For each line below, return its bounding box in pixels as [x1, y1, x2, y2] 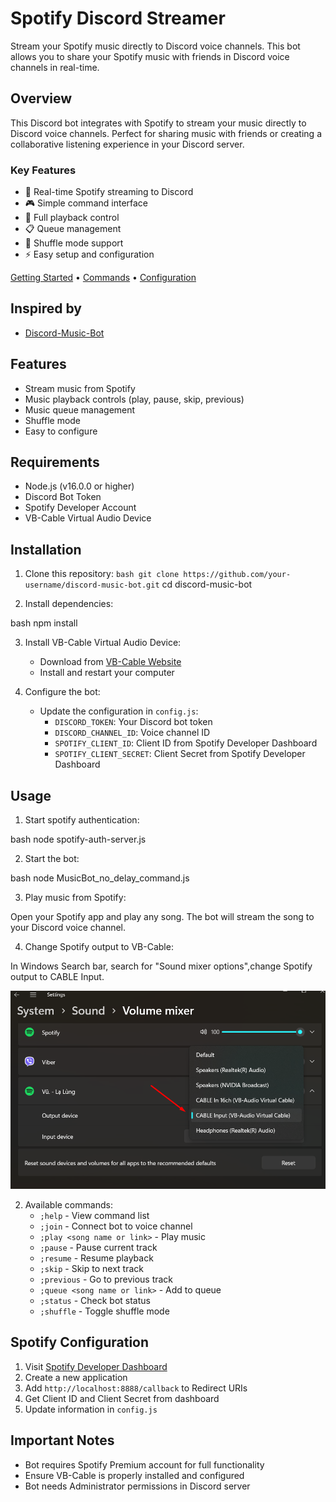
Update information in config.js [24, 1403, 158, 1415]
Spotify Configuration [10, 1334, 150, 1351]
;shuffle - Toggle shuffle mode [39, 1305, 170, 1317]
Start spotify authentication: [24, 814, 140, 826]
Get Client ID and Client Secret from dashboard [24, 1392, 220, 1404]
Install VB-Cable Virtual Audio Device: [24, 637, 182, 649]
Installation [10, 541, 82, 558]
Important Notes [10, 1432, 115, 1449]
